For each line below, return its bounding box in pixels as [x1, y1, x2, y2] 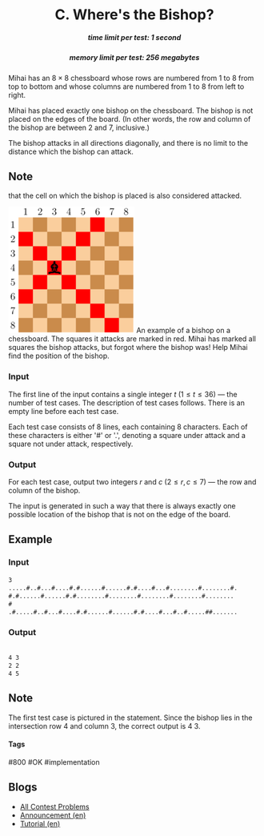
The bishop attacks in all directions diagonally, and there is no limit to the [8, 138, 249, 147]
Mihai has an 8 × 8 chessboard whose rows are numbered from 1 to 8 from [8, 73, 254, 82]
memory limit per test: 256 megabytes [69, 53, 200, 62]
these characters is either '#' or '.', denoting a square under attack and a [8, 430, 246, 440]
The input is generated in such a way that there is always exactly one [8, 500, 236, 510]
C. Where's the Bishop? [54, 6, 214, 24]
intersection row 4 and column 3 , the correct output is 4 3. [8, 721, 201, 730]
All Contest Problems [19, 802, 90, 811]
